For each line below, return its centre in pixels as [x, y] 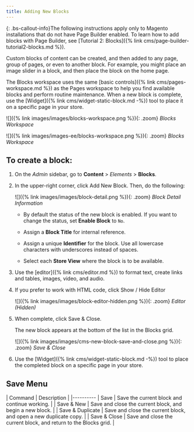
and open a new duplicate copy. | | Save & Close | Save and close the [89, 417]
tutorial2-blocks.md [30, 47]
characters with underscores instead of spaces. [81, 250]
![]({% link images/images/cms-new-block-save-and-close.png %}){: [98, 342]
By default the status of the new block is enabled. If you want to [100, 215]
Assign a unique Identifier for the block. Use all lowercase [93, 244]
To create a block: [39, 161]
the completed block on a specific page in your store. [79, 365]
